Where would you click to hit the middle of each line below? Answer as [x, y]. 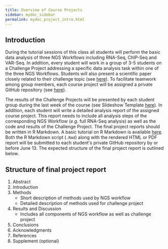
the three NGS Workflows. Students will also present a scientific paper [78, 74]
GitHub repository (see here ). [36, 90]
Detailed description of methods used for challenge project [81, 203]
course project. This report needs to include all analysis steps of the [76, 116]
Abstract [22, 182]
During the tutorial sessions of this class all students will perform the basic [83, 52]
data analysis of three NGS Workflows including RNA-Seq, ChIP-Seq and [81, 58]
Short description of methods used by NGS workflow [75, 198]
